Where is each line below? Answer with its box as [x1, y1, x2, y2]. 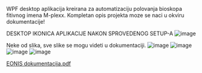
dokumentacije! [6, 18, 46, 25]
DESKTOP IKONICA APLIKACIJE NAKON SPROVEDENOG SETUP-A [6, 30, 173, 37]
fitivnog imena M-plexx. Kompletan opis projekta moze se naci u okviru [6, 12, 184, 19]
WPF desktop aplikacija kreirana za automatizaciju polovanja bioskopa [6, 5, 183, 12]
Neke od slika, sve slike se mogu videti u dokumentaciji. [6, 42, 146, 49]
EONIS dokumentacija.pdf [6, 60, 71, 67]
